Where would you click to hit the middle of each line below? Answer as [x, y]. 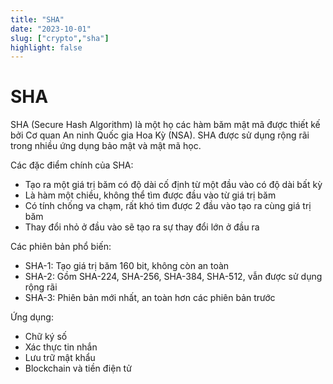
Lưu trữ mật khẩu [60, 358]
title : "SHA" [37, 19]
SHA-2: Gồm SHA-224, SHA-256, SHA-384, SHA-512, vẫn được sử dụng [173, 277]
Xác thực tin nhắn [61, 347]
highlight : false [46, 47]
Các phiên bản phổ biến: [61, 247]
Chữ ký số [46, 337]
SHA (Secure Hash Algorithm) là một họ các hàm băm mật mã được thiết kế [165, 125]
